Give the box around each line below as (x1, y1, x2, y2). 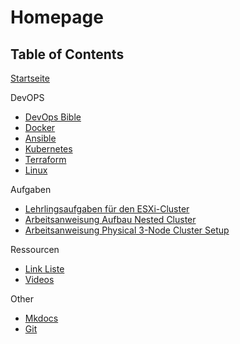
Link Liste (24, 263, 65, 275)
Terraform (24, 154, 67, 165)
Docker (24, 122, 56, 133)
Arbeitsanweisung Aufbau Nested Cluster (24, 214, 197, 225)
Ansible (24, 132, 57, 144)
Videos (24, 274, 55, 285)
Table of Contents (10, 46, 125, 63)
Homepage (10, 6, 104, 29)
